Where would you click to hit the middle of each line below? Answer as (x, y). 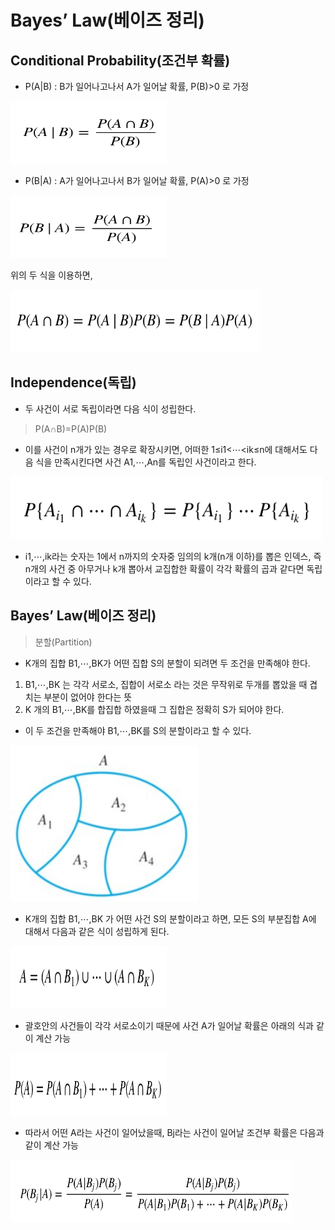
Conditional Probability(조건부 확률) (120, 60)
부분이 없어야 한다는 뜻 (88, 697)
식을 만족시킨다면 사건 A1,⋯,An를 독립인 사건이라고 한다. (146, 462)
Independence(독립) (73, 382)
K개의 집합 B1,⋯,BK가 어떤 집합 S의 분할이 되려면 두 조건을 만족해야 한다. (167, 663)
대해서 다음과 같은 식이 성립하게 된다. (97, 931)
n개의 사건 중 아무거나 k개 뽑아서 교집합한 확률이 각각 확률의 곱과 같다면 (164, 568)
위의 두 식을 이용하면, (51, 275)
